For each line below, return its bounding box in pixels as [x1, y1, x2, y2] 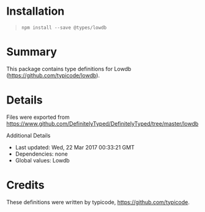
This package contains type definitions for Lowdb [6, 65, 132, 72]
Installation [6, 4, 65, 18]
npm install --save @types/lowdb [21, 25, 107, 31]
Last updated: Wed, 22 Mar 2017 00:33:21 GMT [15, 143, 135, 151]
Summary [6, 45, 57, 59]
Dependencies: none [15, 150, 69, 157]
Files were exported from [6, 113, 70, 121]
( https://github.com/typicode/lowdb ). [6, 72, 100, 79]
